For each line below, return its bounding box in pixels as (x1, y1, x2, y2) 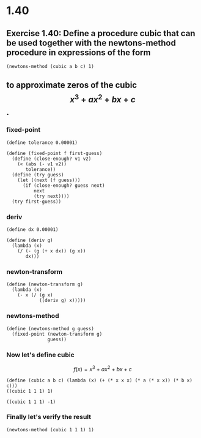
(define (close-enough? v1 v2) (12, 156, 92, 162)
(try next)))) (33, 193, 70, 199)
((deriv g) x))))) (38, 298, 86, 304)
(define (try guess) (12, 172, 64, 178)
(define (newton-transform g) (6, 281, 84, 288)
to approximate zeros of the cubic (6, 80, 137, 91)
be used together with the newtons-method (6, 37, 176, 48)
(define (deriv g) (6, 237, 53, 243)
